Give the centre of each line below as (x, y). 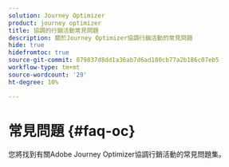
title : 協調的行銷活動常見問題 (53, 30)
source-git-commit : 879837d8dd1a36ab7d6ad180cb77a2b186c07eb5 (114, 60)
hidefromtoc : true (39, 52)
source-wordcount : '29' (48, 75)
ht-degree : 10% (34, 82)
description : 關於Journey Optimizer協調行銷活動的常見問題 (101, 38)
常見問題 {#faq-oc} (72, 131)
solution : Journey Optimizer (57, 16)
